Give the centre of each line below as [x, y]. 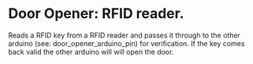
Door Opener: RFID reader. [96, 14]
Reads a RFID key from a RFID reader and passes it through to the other [124, 35]
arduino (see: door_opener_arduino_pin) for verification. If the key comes [126, 43]
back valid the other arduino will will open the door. [91, 52]
